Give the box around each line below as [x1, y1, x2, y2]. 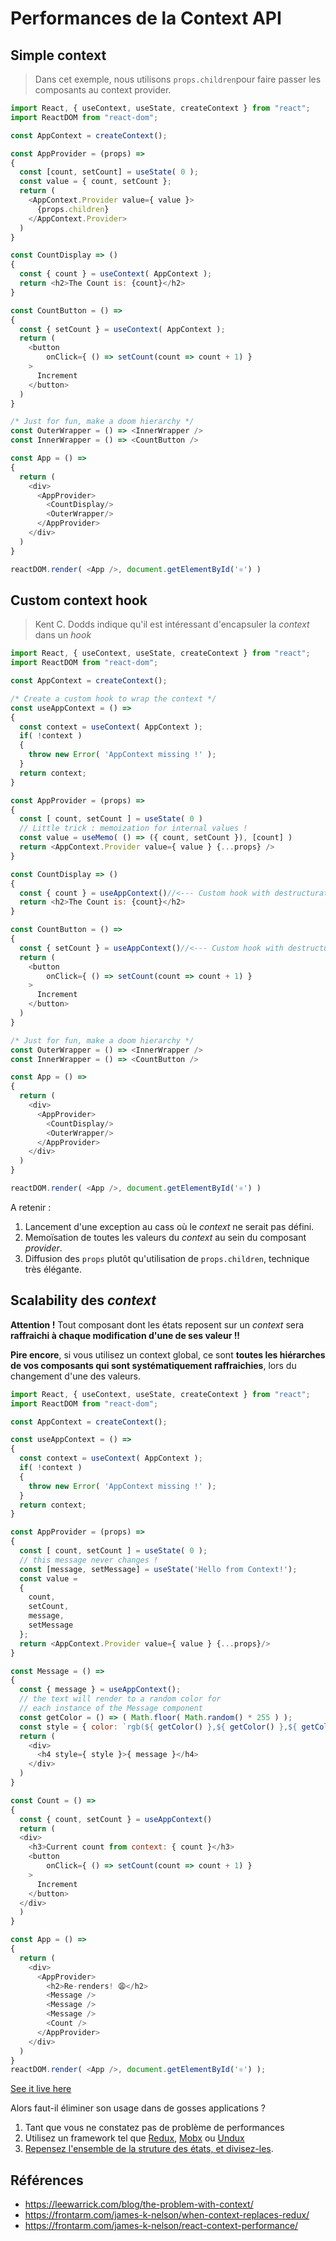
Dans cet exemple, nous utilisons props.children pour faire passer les [34, 73, 322, 85]
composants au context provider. [34, 84, 172, 96]
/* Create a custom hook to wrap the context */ [10, 693, 217, 704]
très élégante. [24, 1263, 82, 1275]
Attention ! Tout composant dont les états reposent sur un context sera [10, 1318, 305, 1331]
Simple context [10, 47, 107, 64]
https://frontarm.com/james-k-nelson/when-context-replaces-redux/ [24, 2209, 310, 2221]
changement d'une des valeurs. [10, 1370, 142, 1382]
